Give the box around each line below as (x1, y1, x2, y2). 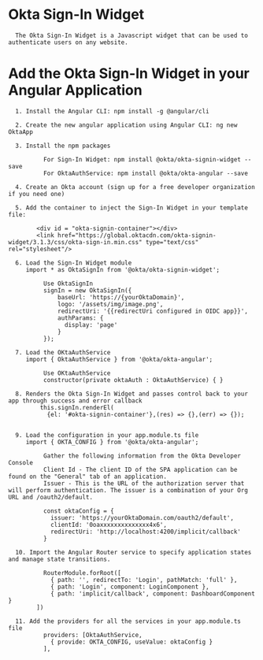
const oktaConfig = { (43, 506, 114, 515)
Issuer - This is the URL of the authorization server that (43, 479, 245, 488)
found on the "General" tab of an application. (8, 473, 168, 480)
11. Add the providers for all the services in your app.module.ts (15, 617, 242, 625)
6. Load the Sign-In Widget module (15, 258, 132, 267)
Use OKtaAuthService (43, 369, 111, 377)
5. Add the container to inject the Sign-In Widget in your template (15, 203, 248, 212)
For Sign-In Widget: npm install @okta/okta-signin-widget (43, 155, 242, 163)
